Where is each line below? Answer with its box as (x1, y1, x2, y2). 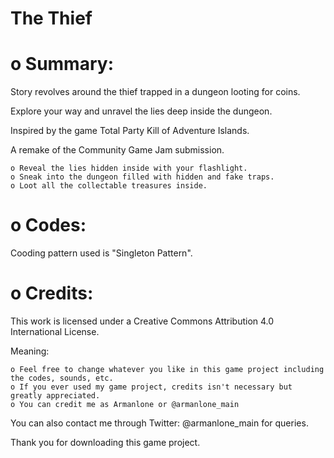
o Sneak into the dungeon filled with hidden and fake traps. (10, 172, 275, 182)
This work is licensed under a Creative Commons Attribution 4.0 (10, 315, 275, 327)
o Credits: (10, 282, 94, 305)
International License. (10, 326, 100, 337)
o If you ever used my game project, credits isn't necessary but (10, 382, 293, 392)
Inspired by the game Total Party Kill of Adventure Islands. (10, 125, 250, 137)
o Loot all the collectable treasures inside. (10, 181, 208, 191)
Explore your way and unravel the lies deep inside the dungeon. (10, 105, 273, 117)
